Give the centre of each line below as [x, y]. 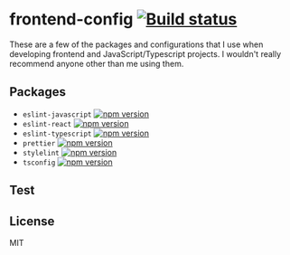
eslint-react [47, 124]
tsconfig [39, 163]
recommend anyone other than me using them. [97, 63]
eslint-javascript [57, 114]
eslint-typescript [57, 134]
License [32, 221]
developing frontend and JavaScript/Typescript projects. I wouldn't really [145, 53]
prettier [39, 143]
